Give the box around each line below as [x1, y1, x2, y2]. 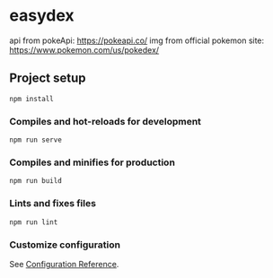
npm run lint [9, 217, 58, 227]
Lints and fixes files [9, 197, 97, 210]
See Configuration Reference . [9, 258, 119, 269]
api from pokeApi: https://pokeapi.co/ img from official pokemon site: [9, 35, 265, 46]
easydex [9, 5, 75, 26]
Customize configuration [9, 239, 121, 251]
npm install [9, 94, 54, 103]
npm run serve [9, 135, 63, 144]
